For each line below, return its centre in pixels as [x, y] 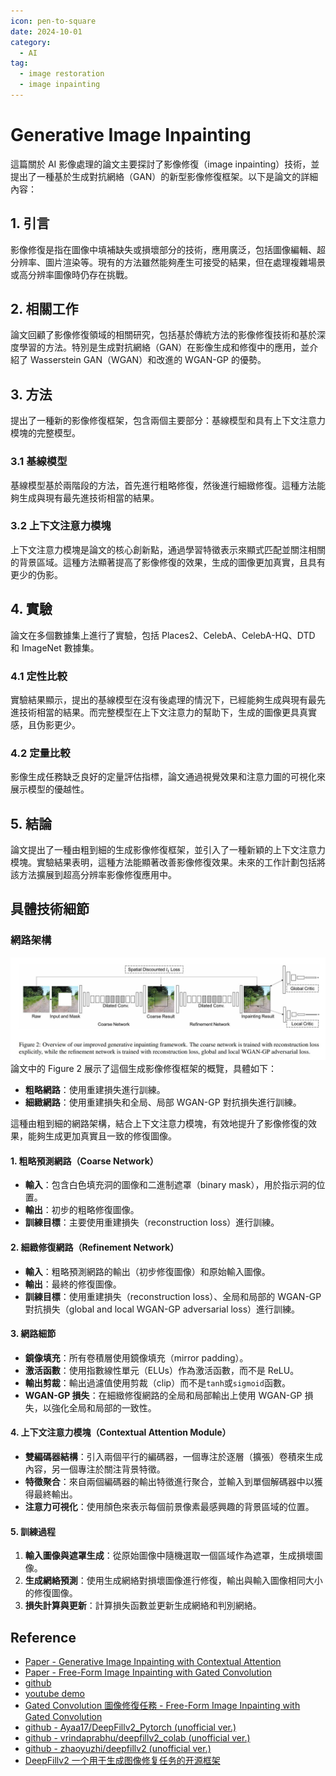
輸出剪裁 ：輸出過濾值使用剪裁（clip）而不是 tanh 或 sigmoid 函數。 [157, 1382]
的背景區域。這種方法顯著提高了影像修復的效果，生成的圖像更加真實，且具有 [168, 562]
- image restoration [62, 74]
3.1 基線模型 [39, 462]
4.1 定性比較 [39, 676]
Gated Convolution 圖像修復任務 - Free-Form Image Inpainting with [162, 1705]
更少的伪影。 [36, 574]
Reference [43, 1637]
